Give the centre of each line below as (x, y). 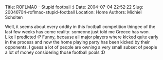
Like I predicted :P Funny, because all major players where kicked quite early (82, 37)
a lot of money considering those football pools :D (55, 52)
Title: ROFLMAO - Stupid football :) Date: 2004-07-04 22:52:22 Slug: (74, 7)
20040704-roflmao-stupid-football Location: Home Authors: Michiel (73, 12)
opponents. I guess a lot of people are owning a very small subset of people (81, 47)
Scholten (14, 17)
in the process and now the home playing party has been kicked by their (77, 42)
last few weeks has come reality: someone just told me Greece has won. (77, 32)
